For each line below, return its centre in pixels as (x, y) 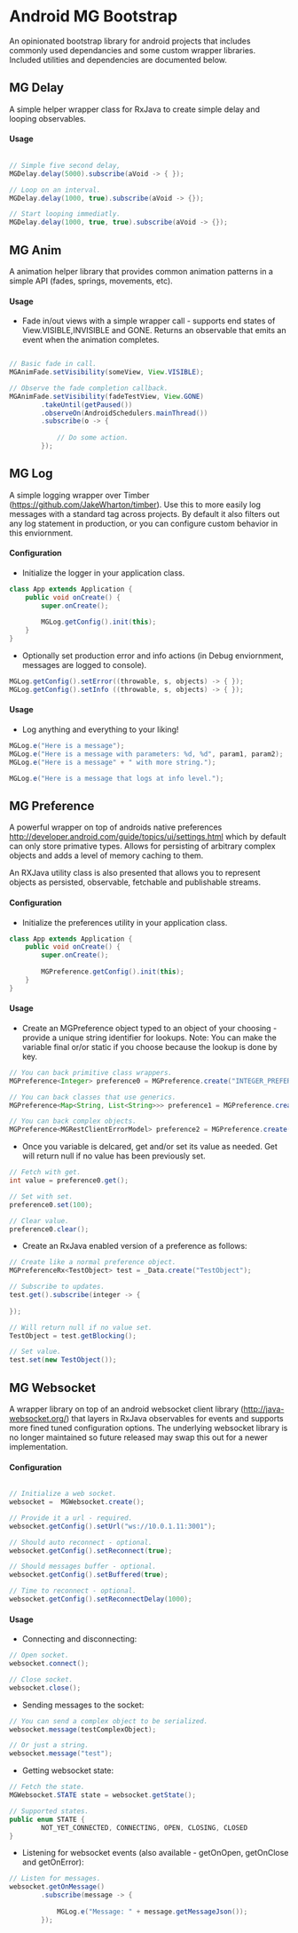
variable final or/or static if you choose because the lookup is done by (149, 1046)
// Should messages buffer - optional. (83, 1567)
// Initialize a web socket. (63, 1494)
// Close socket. (41, 1679)
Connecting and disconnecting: (79, 1639)
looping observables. (48, 118)
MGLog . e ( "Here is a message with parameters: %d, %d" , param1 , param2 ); (146, 754)
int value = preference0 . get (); (69, 1181)
